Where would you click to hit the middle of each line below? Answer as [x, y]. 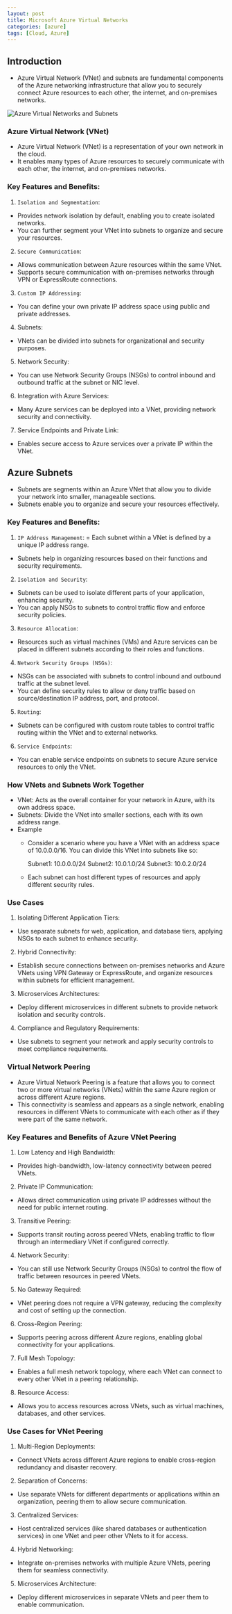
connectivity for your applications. [66, 1344]
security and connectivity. [54, 416]
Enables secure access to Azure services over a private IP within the [115, 443]
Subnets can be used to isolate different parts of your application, [111, 592]
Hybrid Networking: [45, 1549]
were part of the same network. [62, 1119]
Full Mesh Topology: [46, 1358]
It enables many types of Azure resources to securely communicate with [121, 161]
